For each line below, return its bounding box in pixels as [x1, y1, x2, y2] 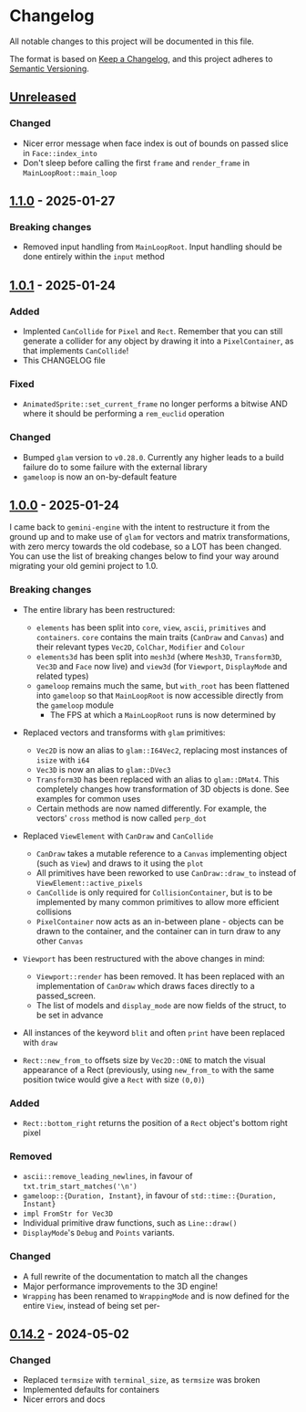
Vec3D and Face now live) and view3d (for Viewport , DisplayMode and [36, 660, 288, 671]
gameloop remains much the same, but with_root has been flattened [36, 680, 290, 690]
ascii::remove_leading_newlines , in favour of [22, 1171, 193, 1182]
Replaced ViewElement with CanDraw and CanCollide [22, 830, 214, 841]
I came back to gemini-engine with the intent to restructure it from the [9, 522, 270, 532]
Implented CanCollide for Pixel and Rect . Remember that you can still [22, 326, 283, 336]
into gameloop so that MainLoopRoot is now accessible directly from [36, 690, 284, 701]
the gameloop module [36, 700, 114, 711]
